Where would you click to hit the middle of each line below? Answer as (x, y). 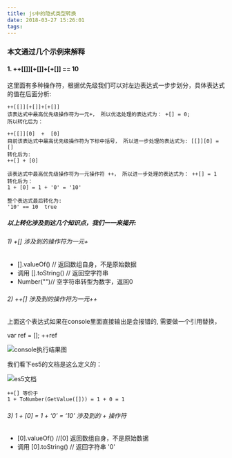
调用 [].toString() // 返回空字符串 (63, 273)
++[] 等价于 (23, 394)
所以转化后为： (25, 122)
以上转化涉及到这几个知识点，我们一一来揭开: (72, 223)
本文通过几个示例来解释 (46, 52)
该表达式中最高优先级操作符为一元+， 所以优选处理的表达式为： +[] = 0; (99, 114)
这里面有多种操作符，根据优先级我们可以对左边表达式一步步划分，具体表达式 (116, 85)
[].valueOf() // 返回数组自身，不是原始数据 (77, 264)
